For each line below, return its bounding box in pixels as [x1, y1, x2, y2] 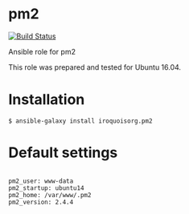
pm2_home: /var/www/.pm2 [8, 191, 92, 199]
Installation [8, 91, 85, 109]
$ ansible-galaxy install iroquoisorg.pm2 [8, 117, 153, 125]
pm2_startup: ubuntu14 [8, 184, 84, 192]
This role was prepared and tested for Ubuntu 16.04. [8, 62, 182, 72]
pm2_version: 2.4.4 [8, 198, 74, 206]
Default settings [8, 143, 118, 162]
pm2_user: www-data [8, 177, 74, 185]
